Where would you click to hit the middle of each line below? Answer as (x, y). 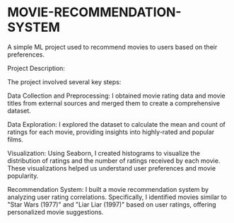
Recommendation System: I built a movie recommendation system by (108, 189)
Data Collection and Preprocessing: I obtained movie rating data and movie (116, 96)
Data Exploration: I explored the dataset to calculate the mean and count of (117, 124)
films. (15, 139)
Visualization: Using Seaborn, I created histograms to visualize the (104, 153)
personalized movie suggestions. (55, 212)
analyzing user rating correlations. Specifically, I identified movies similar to (117, 197)
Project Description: (36, 68)
